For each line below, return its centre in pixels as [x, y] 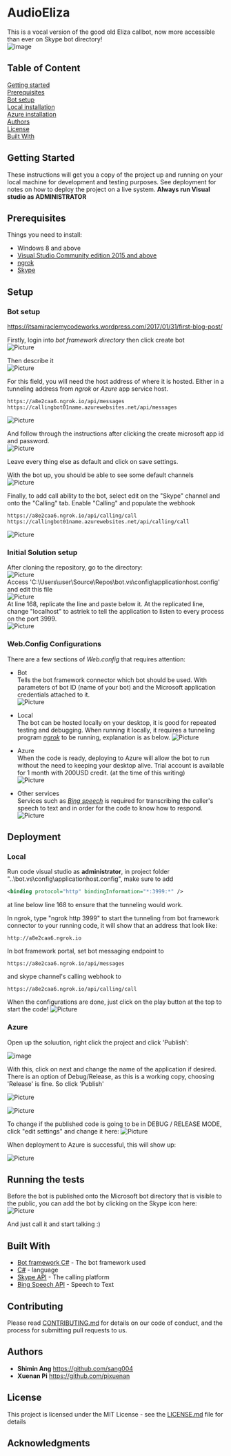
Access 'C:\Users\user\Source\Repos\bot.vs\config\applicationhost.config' [114, 582]
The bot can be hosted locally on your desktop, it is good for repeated [117, 722]
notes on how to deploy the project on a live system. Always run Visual [109, 189]
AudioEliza [39, 13]
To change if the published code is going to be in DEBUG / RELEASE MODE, [114, 1124]
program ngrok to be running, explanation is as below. [94, 737]
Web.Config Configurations [54, 644]
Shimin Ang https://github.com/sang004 [75, 1368]
